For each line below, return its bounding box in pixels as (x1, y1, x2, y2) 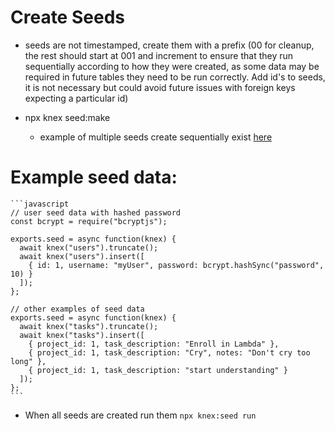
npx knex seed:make (24, 111, 111, 123)
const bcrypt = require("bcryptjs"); (10, 216, 168, 226)
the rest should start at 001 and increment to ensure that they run (24, 49, 294, 61)
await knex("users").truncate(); (19, 242, 159, 253)
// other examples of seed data (10, 304, 145, 314)
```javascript (10, 199, 70, 209)
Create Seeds (10, 6, 125, 29)
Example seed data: (10, 166, 178, 189)
